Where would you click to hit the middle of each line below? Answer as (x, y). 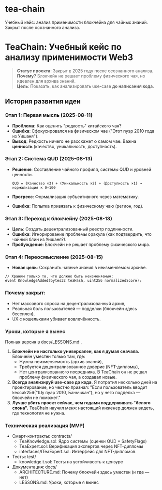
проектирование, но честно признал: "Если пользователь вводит (80, 387)
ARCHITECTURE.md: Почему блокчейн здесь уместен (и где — (84, 472)
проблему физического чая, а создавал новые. (68, 377)
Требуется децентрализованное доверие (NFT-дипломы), (79, 367)
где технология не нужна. (39, 413)
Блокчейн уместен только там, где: (49, 356)
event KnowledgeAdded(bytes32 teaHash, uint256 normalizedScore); (73, 281)
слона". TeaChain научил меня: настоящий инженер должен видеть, (83, 408)
